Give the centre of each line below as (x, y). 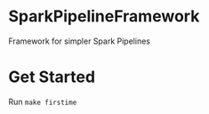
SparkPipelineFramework (104, 16)
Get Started (52, 77)
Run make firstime (43, 102)
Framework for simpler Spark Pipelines (79, 41)
